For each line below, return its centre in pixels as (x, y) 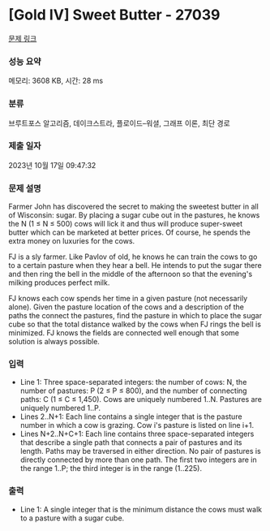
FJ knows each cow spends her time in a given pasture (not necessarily (128, 299)
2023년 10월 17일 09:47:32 (52, 165)
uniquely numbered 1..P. (60, 408)
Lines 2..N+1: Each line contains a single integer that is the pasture (131, 417)
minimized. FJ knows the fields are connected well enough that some (124, 333)
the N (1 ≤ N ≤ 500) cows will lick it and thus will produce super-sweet (126, 224)
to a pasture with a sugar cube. (72, 518)
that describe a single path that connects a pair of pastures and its (131, 442)
